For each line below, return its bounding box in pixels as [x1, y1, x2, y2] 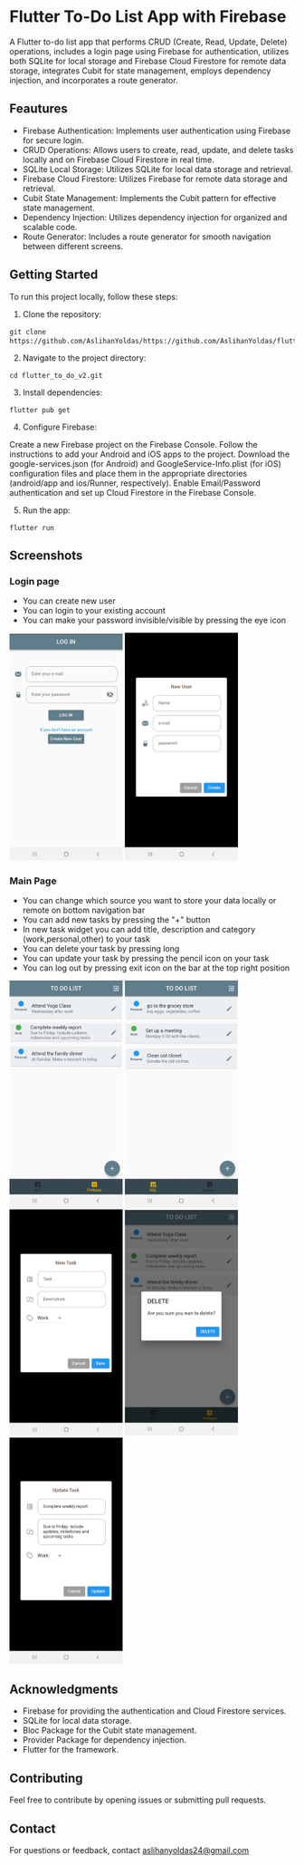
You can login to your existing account [22, 605, 166, 616]
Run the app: [22, 505, 71, 516]
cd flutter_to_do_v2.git [9, 371, 103, 380]
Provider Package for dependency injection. [22, 1735, 187, 1745]
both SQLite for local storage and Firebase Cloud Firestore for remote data [9, 55, 287, 66]
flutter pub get [9, 405, 71, 414]
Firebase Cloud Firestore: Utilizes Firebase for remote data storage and [22, 173, 288, 184]
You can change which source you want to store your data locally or [22, 895, 277, 906]
